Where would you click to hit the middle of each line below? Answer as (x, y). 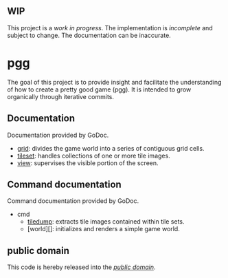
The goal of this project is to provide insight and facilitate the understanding (114, 82)
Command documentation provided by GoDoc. (73, 201)
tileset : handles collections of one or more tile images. (93, 156)
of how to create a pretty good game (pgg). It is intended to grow (99, 89)
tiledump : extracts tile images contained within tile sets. (106, 222)
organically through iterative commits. (61, 96)
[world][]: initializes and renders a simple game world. (103, 229)
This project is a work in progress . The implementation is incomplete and (110, 28)
